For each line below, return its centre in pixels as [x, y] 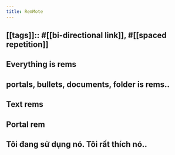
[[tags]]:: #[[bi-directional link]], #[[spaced [87, 36]
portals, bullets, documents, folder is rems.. [88, 84]
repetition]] [27, 45]
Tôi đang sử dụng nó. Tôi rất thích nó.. [77, 144]
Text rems [25, 104]
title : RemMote [25, 11]
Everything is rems [41, 64]
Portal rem [26, 124]
